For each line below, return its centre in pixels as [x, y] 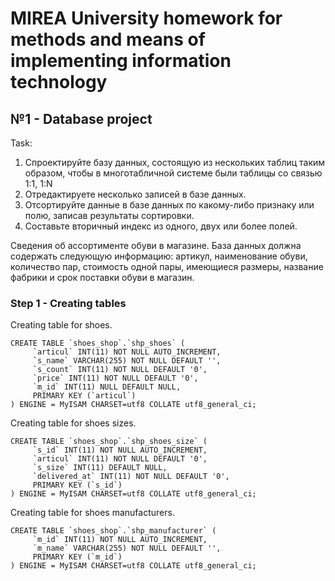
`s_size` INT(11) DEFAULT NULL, [100, 468]
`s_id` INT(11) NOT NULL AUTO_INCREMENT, [120, 450]
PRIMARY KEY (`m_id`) [77, 557]
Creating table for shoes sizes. [73, 423]
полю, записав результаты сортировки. [109, 215]
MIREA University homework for [146, 18]
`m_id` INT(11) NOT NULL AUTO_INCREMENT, [120, 540]
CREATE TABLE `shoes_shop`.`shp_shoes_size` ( [109, 442]
